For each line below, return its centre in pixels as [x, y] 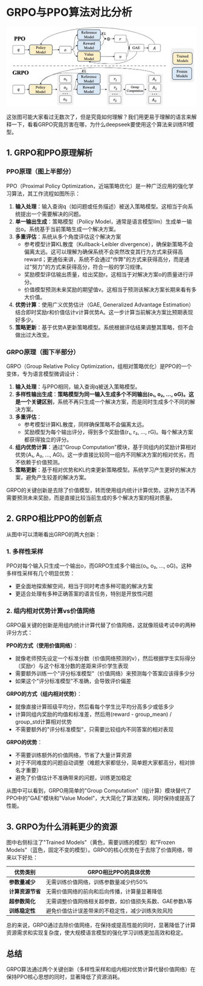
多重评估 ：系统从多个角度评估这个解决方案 [68, 236]
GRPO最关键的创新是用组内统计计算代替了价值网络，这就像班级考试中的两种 [101, 625]
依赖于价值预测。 [42, 462]
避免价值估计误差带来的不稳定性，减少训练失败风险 [110, 910]
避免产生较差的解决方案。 [57, 478]
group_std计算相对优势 [43, 722]
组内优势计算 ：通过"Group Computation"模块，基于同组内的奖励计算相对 [105, 447]
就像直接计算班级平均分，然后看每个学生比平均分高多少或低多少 [94, 707]
